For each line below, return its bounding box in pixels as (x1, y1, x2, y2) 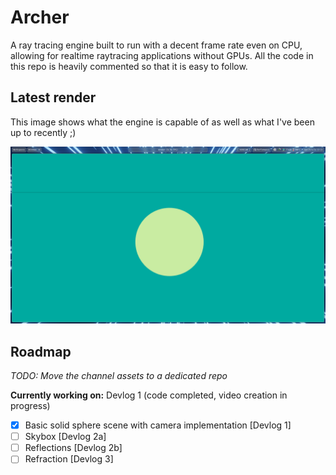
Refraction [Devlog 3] (24, 453, 114, 465)
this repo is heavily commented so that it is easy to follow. (10, 60, 248, 72)
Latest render (10, 89, 97, 106)
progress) (10, 400, 51, 412)
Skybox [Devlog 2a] (24, 431, 107, 443)
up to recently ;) (10, 126, 77, 138)
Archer (10, 6, 70, 29)
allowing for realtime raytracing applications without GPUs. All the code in (10, 49, 314, 61)
